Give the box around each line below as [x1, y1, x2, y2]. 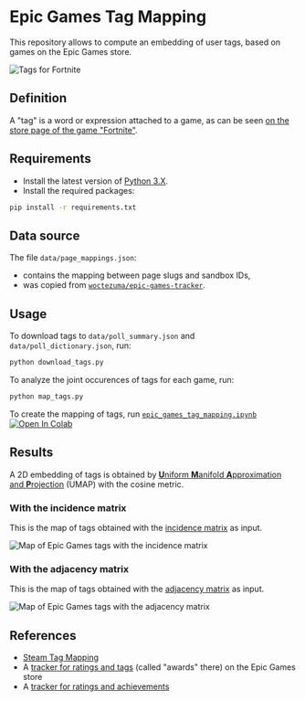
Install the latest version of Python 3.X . [22, 175, 169, 186]
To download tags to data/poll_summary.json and [9, 331, 195, 342]
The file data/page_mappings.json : [9, 252, 137, 263]
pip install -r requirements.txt [9, 203, 137, 212]
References [9, 628, 77, 643]
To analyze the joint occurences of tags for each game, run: [9, 374, 235, 385]
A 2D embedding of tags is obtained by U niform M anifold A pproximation [9, 469, 282, 480]
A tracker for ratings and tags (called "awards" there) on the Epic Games [22, 662, 297, 673]
